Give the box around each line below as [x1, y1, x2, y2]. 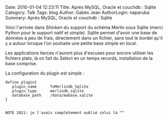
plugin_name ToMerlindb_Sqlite [12, 84, 89, 89]
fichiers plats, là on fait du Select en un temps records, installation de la [5, 55, 153, 61]
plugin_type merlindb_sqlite [12, 89, 84, 94]
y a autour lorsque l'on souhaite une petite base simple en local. [5, 40, 137, 46]
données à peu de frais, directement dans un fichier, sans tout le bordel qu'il [5, 35, 163, 41]
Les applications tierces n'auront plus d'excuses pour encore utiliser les [5, 50, 154, 56]
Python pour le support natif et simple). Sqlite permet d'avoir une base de [5, 30, 157, 35]
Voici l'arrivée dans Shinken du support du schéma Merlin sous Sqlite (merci [5, 24, 163, 30]
